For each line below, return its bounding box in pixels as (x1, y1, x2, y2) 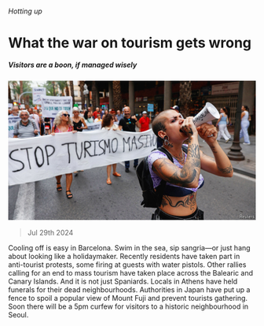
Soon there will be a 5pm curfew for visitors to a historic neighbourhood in (8, 302, 249, 311)
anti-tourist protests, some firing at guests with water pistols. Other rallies (8, 260, 247, 269)
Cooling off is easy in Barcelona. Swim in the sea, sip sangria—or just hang (8, 243, 251, 253)
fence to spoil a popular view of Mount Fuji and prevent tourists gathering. (8, 294, 248, 303)
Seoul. (8, 310, 29, 320)
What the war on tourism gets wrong (8, 34, 252, 51)
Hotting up (8, 6, 43, 16)
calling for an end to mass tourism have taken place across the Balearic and (8, 269, 254, 278)
